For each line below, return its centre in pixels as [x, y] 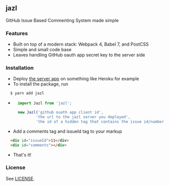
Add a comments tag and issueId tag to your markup [67, 131]
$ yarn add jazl [27, 93]
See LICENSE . [20, 178]
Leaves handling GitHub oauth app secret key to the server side [79, 55]
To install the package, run [40, 84]
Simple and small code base [42, 50]
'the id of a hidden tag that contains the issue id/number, [101, 122]
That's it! [22, 154]
